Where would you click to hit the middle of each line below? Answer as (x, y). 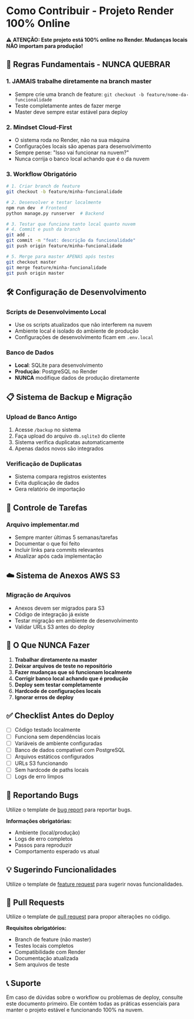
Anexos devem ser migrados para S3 (60, 608)
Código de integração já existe (52, 614)
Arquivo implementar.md (43, 524)
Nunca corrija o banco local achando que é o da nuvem (82, 159)
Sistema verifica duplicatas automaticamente (69, 442)
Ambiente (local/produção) (47, 832)
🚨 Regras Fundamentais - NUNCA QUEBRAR (88, 65)
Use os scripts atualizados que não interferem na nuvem (83, 325)
